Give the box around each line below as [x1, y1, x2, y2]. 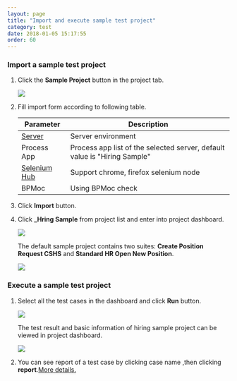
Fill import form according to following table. [17, 103, 147, 111]
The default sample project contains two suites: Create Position [17, 242, 204, 250]
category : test [7, 23, 52, 30]
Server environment [70, 131, 136, 141]
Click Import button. [17, 202, 77, 210]
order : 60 [7, 37, 37, 44]
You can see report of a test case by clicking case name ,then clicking [17, 358, 221, 366]
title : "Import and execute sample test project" [7, 17, 157, 24]
